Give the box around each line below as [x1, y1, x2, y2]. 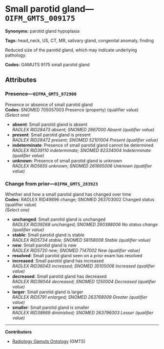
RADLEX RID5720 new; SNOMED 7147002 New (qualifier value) [12, 247, 141, 253]
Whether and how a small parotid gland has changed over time [5, 191, 131, 197]
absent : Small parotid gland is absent [12, 121, 88, 127]
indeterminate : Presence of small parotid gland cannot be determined [12, 142, 154, 148]
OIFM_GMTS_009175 [5, 14, 76, 23]
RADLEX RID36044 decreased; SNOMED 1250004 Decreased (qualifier [12, 278, 156, 284]
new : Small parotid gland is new [12, 242, 77, 248]
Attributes [5, 76, 37, 84]
